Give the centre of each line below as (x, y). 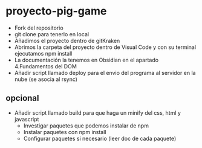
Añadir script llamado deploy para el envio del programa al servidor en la (105, 72)
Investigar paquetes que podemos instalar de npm (86, 126)
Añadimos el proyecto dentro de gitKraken (67, 40)
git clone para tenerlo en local (51, 34)
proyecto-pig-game (56, 11)
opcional (22, 98)
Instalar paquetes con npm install (65, 132)
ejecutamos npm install (43, 53)
